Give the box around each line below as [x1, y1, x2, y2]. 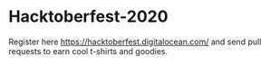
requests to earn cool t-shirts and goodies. [8, 45, 169, 56]
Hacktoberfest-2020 [8, 6, 169, 27]
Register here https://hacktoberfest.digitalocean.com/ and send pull [8, 36, 262, 47]
